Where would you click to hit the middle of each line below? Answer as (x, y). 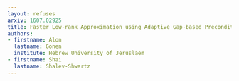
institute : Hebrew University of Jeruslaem (79, 54)
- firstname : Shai (34, 60)
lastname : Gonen (38, 46)
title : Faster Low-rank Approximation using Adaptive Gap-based (105, 27)
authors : (20, 33)
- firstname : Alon (34, 40)
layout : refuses (31, 14)
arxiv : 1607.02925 (34, 20)
